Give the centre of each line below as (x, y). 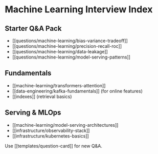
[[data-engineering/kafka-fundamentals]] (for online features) (77, 91)
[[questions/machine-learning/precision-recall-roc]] (67, 46)
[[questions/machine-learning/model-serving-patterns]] (71, 57)
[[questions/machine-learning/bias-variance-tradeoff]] (70, 41)
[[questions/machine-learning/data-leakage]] (60, 52)
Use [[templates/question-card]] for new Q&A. (54, 146)
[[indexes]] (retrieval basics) (42, 97)
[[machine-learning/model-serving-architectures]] (65, 125)
